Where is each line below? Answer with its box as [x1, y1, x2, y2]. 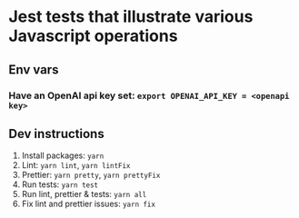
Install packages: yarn [21, 150, 105, 161]
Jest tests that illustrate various [8, 6, 254, 27]
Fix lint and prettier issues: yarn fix [21, 198, 156, 210]
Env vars [8, 62, 59, 77]
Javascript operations [8, 25, 178, 46]
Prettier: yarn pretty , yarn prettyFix [21, 170, 161, 181]
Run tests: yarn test [21, 179, 99, 190]
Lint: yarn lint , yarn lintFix [21, 160, 131, 171]
